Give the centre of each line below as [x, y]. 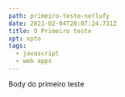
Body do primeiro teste [46, 84]
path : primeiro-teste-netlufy [59, 16]
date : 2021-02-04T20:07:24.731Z [62, 23]
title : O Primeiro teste [50, 31]
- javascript [37, 53]
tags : [17, 46]
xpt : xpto [25, 38]
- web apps [34, 61]
